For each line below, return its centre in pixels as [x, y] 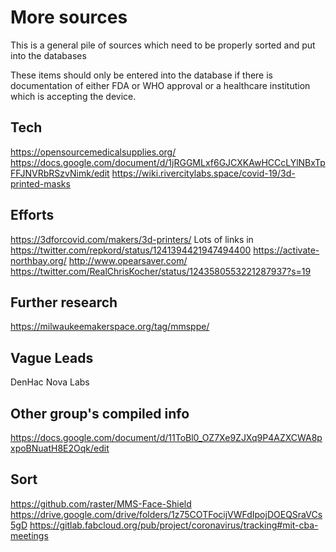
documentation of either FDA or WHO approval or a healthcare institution [160, 85]
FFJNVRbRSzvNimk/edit [60, 173]
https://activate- [286, 250]
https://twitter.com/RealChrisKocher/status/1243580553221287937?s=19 [161, 271]
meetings [29, 535]
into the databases [48, 55]
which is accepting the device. [73, 96]
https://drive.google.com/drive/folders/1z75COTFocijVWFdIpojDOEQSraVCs [166, 514]
